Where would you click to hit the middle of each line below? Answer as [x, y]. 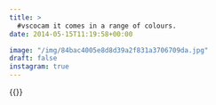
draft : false [33, 59]
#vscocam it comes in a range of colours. [97, 26]
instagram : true [39, 67]
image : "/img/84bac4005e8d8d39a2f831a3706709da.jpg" [109, 50]
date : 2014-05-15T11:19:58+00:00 [71, 34]
